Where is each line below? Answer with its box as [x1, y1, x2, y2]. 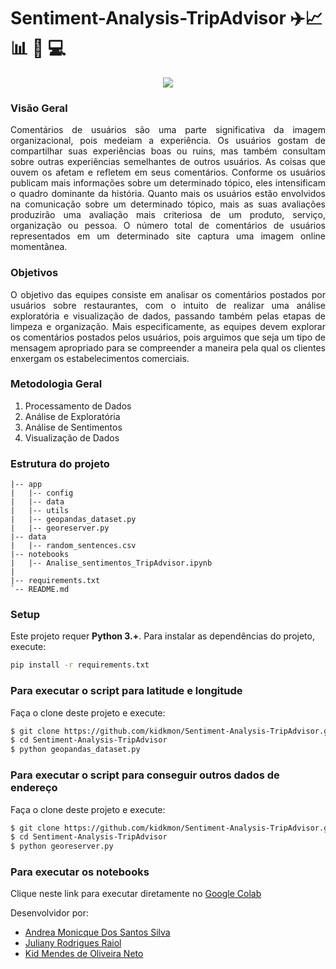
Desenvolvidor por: [10, 907, 90, 919]
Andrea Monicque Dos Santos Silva [24, 926, 171, 939]
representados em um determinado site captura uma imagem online [10, 230, 326, 242]
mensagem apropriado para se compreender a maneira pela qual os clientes [10, 341, 326, 354]
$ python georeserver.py [10, 841, 114, 852]
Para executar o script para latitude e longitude [10, 684, 243, 698]
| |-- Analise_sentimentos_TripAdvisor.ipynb [10, 558, 213, 569]
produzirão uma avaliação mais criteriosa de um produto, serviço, [10, 209, 326, 221]
